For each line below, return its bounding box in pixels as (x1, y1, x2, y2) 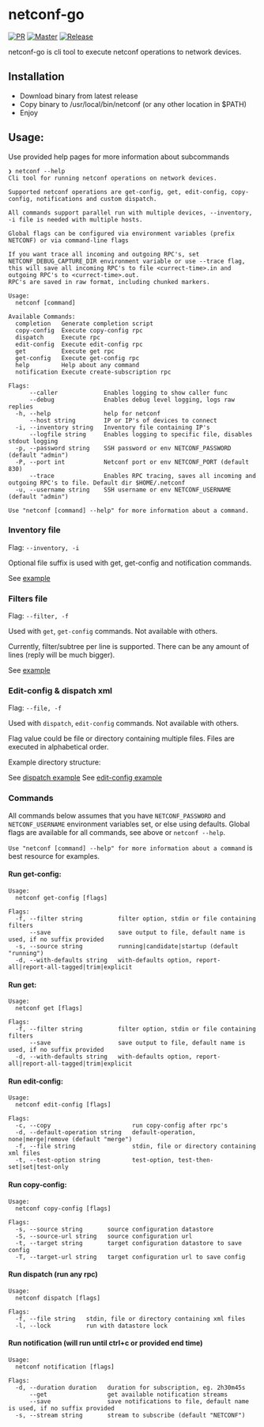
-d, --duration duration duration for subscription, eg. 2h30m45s (15, 1383, 246, 1391)
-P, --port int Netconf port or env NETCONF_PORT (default (15, 457, 249, 466)
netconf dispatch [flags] (15, 1294, 101, 1302)
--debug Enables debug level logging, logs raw (28, 396, 236, 404)
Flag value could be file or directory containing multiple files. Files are (8, 734, 235, 743)
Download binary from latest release (19, 91, 138, 101)
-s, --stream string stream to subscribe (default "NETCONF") (15, 1411, 246, 1419)
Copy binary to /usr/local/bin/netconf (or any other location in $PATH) (19, 99, 247, 108)
